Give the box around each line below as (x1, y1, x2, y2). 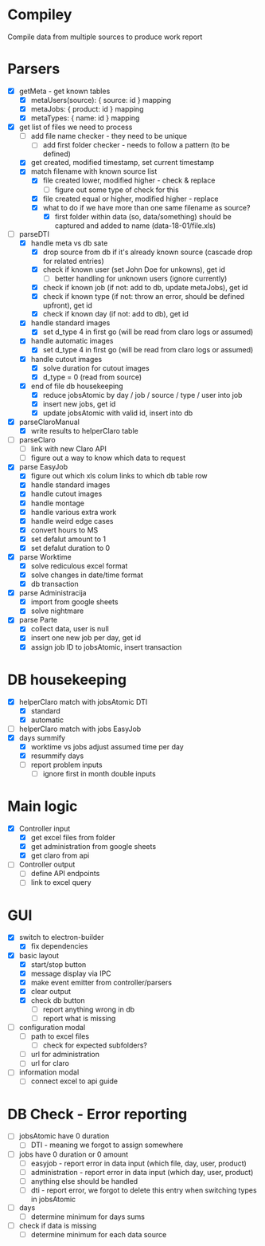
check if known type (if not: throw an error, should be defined (42, 292, 245, 301)
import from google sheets (30, 597, 119, 607)
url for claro (30, 1059, 69, 1068)
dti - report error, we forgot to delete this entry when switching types (30, 1185, 257, 1195)
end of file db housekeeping (30, 381, 124, 391)
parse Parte (18, 615, 58, 625)
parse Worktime (18, 552, 72, 561)
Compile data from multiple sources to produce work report (7, 32, 203, 41)
